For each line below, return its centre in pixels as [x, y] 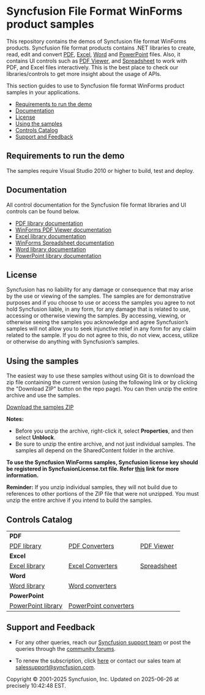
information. [22, 476]
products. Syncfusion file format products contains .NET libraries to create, [101, 48]
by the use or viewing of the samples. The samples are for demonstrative [99, 296]
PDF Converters [91, 546]
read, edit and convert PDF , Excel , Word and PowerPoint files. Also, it [93, 54]
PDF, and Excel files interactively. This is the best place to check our [92, 67]
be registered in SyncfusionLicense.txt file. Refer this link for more [93, 469]
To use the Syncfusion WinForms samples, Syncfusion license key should [102, 462]
